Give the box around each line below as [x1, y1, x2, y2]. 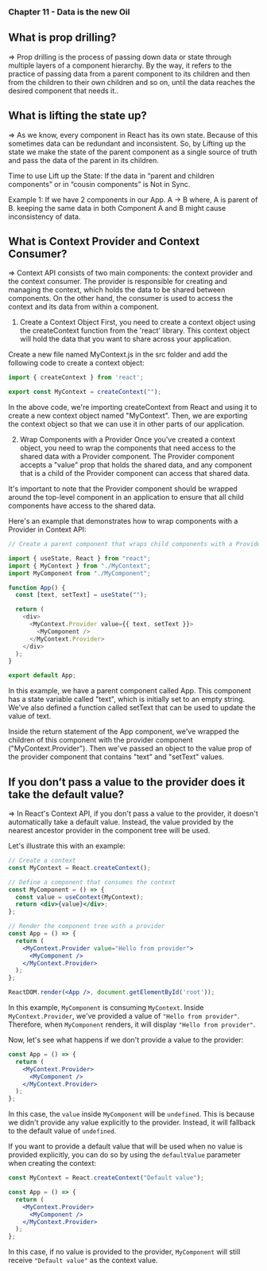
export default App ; [8, 672, 77, 680]
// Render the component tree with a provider [8, 922, 165, 930]
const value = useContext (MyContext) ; [15, 893, 145, 901]
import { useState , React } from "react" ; [8, 554, 151, 563]
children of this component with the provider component [8, 735, 193, 745]
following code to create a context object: [8, 358, 145, 368]
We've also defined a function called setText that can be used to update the [8, 703, 256, 712]
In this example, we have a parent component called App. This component [8, 686, 252, 696]
